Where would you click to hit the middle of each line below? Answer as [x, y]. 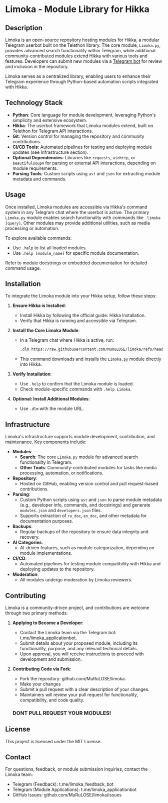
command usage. [23, 268]
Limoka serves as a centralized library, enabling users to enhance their [78, 76]
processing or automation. [32, 228]
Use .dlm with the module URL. [52, 409]
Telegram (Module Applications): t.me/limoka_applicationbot [74, 789]
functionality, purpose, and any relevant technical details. [79, 648]
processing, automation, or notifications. [61, 473]
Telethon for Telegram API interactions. [53, 131]
